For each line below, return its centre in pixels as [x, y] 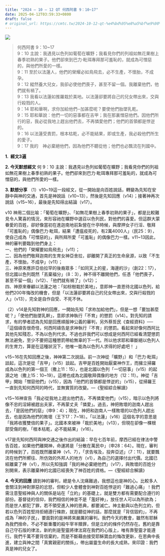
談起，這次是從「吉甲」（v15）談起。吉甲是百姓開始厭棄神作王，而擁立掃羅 [81, 363]
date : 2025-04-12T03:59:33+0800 [38, 14]
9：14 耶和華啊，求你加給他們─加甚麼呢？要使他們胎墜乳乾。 [79, 109]
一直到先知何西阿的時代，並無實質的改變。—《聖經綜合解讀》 [68, 388]
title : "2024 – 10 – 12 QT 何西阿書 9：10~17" [52, 10]
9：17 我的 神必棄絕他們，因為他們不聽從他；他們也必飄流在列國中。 [88, 146]
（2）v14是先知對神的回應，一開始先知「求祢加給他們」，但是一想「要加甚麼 [82, 309]
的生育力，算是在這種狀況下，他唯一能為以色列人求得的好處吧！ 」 [72, 346]
